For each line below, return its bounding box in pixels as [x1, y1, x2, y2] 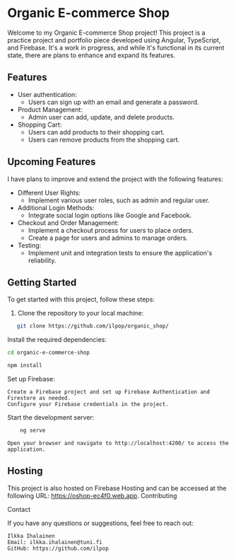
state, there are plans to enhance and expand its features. [7, 51, 175, 59]
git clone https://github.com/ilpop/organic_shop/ [16, 323, 170, 330]
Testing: [17, 241, 42, 249]
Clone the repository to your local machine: [17, 309, 143, 318]
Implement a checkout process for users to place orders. [28, 226, 194, 234]
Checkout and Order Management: [17, 218, 119, 227]
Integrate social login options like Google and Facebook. [28, 211, 192, 219]
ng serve [20, 427, 46, 434]
